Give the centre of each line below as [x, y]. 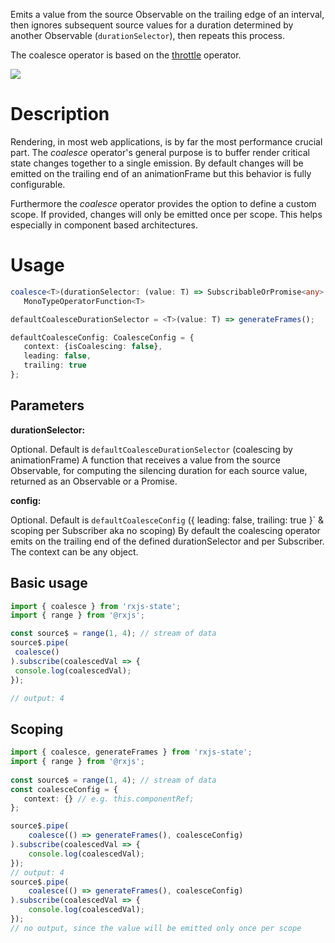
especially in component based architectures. [104, 225]
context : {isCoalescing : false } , [93, 347]
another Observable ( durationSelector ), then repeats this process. [148, 35]
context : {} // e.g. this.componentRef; [109, 799]
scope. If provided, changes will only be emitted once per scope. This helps [166, 214]
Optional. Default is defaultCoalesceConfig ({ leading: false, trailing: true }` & [167, 520]
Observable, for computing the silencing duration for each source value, [159, 470]
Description [60, 114]
